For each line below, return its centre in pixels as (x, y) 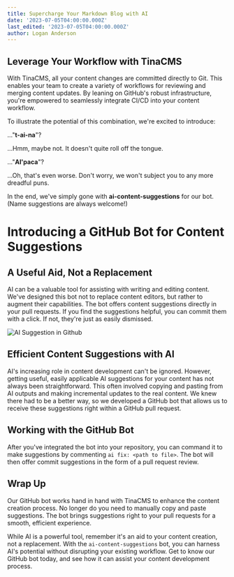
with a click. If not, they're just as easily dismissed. (80, 319)
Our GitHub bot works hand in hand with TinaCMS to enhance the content (114, 500)
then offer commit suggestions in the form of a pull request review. (103, 462)
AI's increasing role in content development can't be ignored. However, (109, 371)
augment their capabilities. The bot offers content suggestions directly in (112, 304)
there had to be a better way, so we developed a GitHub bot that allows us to (117, 400)
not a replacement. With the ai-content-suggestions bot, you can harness (114, 544)
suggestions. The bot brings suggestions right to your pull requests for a (111, 515)
